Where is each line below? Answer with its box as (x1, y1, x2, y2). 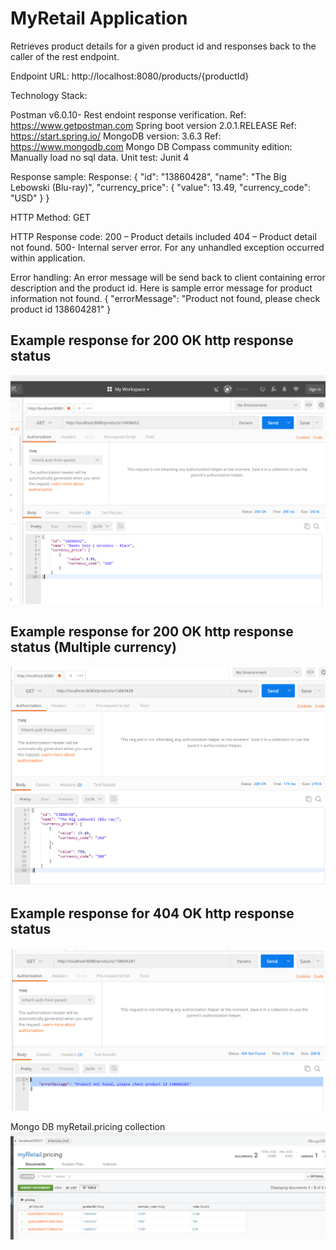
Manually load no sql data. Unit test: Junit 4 (10, 151, 190, 163)
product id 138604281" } (10, 303, 112, 315)
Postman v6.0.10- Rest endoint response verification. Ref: (10, 108, 247, 121)
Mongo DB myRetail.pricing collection (10, 1120, 166, 1132)
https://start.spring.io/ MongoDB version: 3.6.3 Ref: (10, 130, 222, 142)
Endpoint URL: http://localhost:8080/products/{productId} (10, 70, 250, 82)
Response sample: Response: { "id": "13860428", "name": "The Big (10, 170, 287, 182)
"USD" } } (10, 192, 50, 204)
